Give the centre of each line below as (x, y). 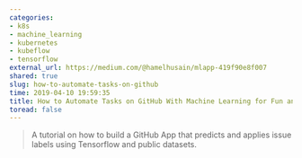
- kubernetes (34, 43)
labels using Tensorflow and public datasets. (114, 145)
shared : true (34, 76)
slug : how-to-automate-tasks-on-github (84, 84)
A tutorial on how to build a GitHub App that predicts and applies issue (161, 135)
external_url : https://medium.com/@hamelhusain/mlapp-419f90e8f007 (138, 68)
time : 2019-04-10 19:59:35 (60, 92)
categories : (31, 18)
